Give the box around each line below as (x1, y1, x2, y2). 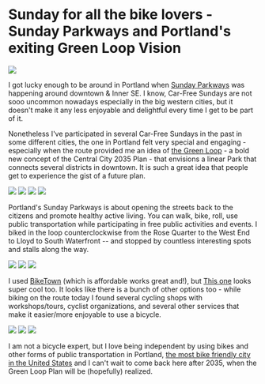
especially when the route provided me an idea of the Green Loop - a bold (8, 145, 250, 155)
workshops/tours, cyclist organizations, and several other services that (8, 301, 240, 311)
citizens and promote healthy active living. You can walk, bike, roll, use (8, 211, 239, 220)
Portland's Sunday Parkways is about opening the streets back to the (8, 202, 233, 212)
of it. (8, 113, 24, 123)
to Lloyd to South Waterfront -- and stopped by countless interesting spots (8, 235, 252, 246)
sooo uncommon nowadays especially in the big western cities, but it (8, 96, 233, 106)
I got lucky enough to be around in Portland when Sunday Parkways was (8, 80, 245, 89)
